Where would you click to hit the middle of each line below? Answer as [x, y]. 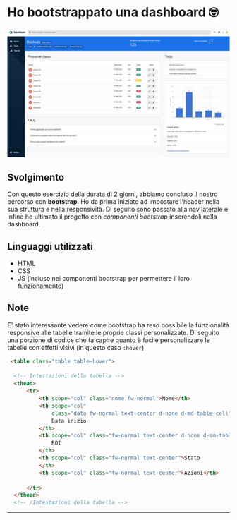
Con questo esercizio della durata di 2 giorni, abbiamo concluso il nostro [113, 194]
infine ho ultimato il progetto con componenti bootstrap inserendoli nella [112, 217]
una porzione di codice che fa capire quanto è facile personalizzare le [109, 340]
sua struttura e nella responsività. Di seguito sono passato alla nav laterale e [118, 210]
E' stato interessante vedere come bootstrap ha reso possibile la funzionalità [119, 325]
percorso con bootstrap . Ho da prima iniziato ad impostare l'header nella [114, 202]
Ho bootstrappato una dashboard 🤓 [113, 12]
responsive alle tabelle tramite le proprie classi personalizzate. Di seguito [114, 332]
